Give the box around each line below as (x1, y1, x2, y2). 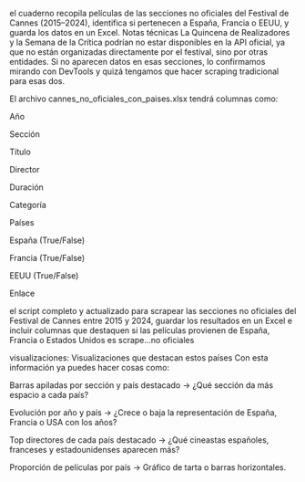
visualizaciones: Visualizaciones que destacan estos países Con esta (9, 352, 269, 363)
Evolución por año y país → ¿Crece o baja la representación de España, (9, 407, 278, 418)
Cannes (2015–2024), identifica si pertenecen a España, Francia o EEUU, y (9, 17, 290, 28)
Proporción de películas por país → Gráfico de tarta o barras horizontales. (9, 462, 287, 473)
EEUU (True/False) (9, 270, 79, 281)
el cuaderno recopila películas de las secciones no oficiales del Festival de (9, 8, 290, 18)
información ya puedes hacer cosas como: (9, 362, 170, 372)
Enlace (9, 288, 36, 299)
